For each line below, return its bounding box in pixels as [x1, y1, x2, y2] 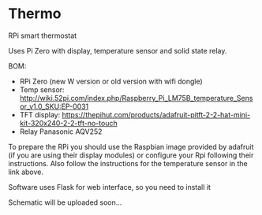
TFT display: [19, 109, 61, 119]
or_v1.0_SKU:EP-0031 [19, 102, 89, 111]
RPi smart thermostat [8, 31, 77, 40]
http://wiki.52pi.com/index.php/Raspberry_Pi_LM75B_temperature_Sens [19, 93, 253, 102]
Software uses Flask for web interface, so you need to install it [8, 182, 211, 191]
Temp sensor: [19, 84, 65, 95]
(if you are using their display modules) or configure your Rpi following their [8, 150, 254, 160]
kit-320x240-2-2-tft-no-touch [19, 118, 118, 128]
